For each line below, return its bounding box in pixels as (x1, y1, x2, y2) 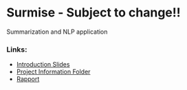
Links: (6, 45, 27, 54)
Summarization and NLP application (6, 27, 108, 36)
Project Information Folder (16, 67, 91, 76)
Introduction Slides (16, 60, 70, 69)
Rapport (16, 75, 40, 83)
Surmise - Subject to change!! (6, 5, 181, 21)
